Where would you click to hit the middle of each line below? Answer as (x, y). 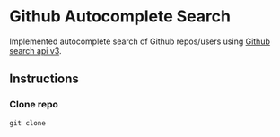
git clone (28, 123)
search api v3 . (35, 50)
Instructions (44, 79)
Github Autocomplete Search (120, 17)
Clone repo (34, 105)
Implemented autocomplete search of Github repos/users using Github (140, 41)
